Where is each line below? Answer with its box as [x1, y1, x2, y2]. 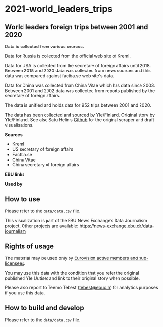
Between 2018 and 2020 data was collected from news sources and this [5, 68, 151, 73]
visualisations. [5, 122, 34, 128]
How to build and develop [5, 304, 84, 312]
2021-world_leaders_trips [5, 3, 113, 15]
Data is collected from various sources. [5, 44, 84, 49]
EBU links [5, 171, 25, 177]
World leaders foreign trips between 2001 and [5, 23, 148, 31]
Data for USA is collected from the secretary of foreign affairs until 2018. [5, 63, 151, 68]
